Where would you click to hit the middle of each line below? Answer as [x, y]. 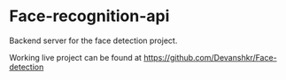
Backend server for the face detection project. [93, 40]
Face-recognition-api [89, 16]
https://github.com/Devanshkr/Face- [210, 57]
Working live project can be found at [75, 57]
